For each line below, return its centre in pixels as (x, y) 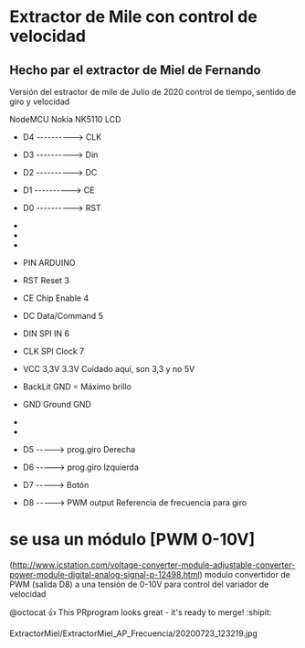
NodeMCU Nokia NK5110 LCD (65, 119)
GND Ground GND (57, 404)
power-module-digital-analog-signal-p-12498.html (105, 574)
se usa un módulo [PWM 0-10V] (132, 540)
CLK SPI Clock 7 (53, 351)
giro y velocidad (40, 101)
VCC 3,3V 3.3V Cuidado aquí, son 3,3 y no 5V (109, 369)
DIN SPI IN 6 (46, 334)
